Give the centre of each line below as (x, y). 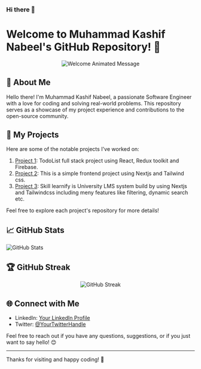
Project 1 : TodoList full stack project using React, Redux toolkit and (97, 161)
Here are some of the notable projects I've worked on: (73, 149)
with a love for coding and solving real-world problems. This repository (94, 103)
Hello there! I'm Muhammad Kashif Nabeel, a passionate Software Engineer (99, 97)
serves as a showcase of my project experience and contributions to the (95, 110)
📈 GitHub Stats (35, 230)
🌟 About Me (28, 82)
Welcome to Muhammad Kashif (86, 34)
